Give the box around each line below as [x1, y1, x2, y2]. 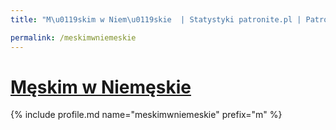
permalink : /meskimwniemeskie [10, 32, 137, 43]
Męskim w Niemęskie [10, 76, 192, 98]
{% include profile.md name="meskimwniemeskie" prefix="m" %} [10, 109, 283, 121]
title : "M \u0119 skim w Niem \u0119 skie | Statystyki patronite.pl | [10, 14, 302, 25]
